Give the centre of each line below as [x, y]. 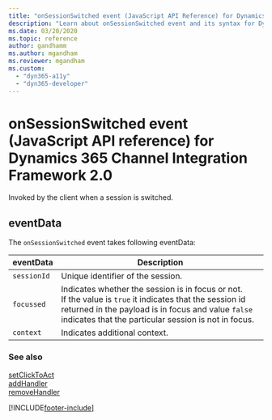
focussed [29, 305]
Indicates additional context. [115, 333]
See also [25, 357]
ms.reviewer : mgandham [47, 62]
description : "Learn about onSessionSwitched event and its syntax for [132, 23]
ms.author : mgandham [43, 53]
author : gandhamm [38, 46]
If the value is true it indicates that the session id [153, 299]
